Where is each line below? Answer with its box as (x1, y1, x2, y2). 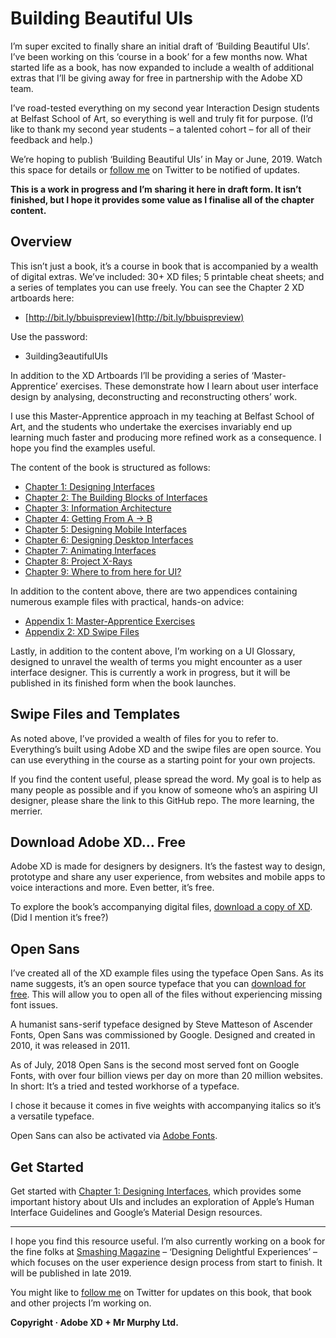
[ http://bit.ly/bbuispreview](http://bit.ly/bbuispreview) (24, 311, 245, 323)
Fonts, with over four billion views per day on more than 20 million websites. (10, 1070, 324, 1082)
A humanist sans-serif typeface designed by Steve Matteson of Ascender (10, 1018, 313, 1031)
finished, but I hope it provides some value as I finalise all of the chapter (10, 193, 315, 206)
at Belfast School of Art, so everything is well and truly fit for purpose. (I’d (10, 112, 313, 124)
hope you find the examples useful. (10, 442, 156, 454)
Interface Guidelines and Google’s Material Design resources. (10, 1207, 263, 1218)
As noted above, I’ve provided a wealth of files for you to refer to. (10, 732, 279, 744)
